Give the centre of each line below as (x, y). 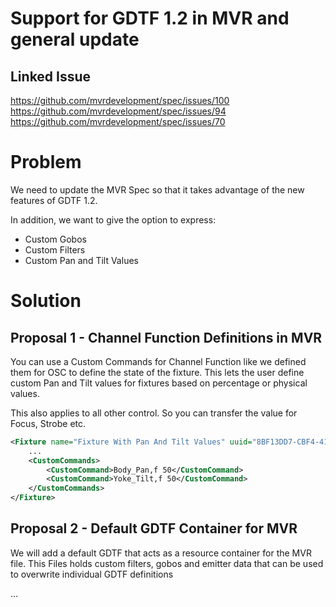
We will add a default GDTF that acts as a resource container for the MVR (161, 553)
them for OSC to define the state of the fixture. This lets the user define (157, 372)
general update (75, 39)
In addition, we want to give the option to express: (113, 219)
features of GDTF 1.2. (54, 200)
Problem (46, 162)
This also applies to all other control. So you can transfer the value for (154, 413)
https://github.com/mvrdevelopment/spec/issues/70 (118, 121)
